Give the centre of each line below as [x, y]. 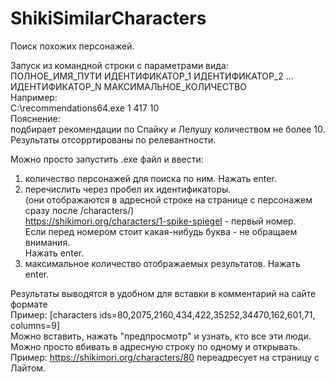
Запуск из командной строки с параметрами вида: [119, 65]
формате [29, 304]
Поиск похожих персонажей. [72, 46]
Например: [34, 97]
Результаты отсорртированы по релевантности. [113, 139]
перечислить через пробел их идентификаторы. [128, 189]
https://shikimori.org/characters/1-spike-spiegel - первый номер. [160, 221]
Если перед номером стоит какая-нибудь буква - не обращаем [161, 231]
